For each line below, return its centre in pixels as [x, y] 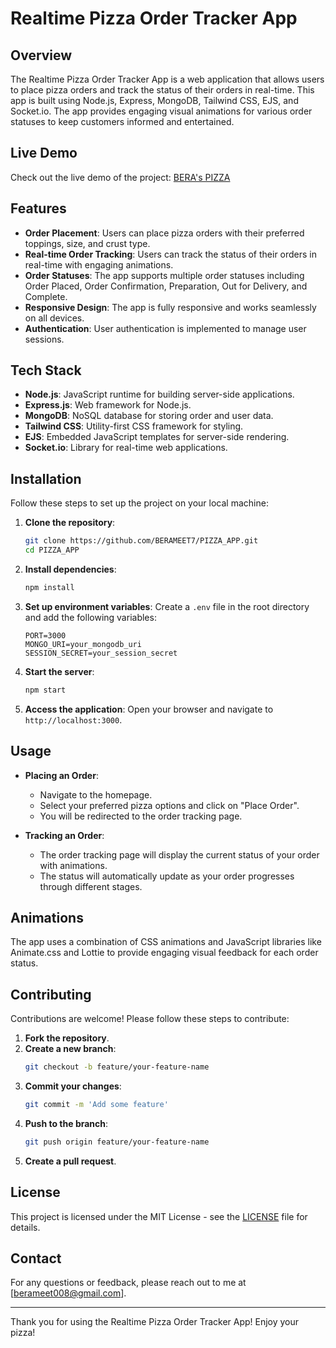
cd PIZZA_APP [52, 550]
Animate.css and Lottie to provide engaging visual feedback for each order [164, 953]
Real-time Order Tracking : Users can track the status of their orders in [171, 254]
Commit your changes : [73, 1086]
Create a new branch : [70, 1049]
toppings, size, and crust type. [87, 243]
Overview [41, 55]
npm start [45, 690]
